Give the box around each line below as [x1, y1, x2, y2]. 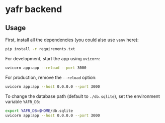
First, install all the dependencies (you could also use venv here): [5, 37, 139, 43]
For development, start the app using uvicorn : [5, 55, 100, 61]
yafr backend [5, 4, 62, 15]
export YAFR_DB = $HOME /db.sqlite [5, 108, 73, 113]
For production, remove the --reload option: [5, 74, 97, 80]
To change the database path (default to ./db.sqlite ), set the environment [5, 93, 160, 99]
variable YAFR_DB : [5, 98, 40, 104]
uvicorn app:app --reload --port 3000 [5, 65, 87, 70]
